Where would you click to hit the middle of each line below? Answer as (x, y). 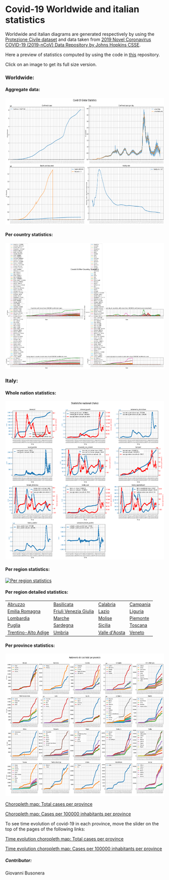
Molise (105, 619)
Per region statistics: (27, 569)
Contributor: (18, 860)
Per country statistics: (29, 234)
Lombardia (19, 619)
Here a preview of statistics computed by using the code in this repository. (82, 55)
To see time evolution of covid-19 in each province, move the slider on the (82, 824)
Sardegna (63, 625)
